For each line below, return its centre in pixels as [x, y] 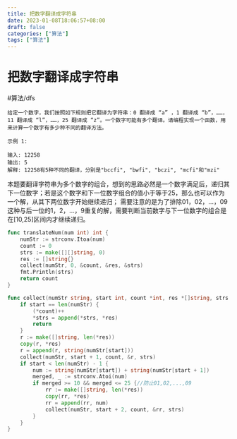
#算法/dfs [21, 98]
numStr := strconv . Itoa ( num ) [63, 239]
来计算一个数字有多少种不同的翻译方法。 [57, 128]
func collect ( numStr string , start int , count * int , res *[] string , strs [118, 298]
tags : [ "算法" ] [29, 40]
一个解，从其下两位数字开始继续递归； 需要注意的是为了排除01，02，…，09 [117, 202]
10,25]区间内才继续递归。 [53, 220]
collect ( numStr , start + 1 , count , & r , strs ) [88, 357]
